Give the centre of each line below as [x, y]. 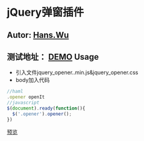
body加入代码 [33, 80]
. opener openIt [26, 97]
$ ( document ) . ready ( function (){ [46, 108]
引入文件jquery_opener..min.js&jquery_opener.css [77, 72]
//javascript [23, 103]
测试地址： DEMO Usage [53, 57]
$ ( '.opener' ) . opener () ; [42, 114]
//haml [15, 92]
